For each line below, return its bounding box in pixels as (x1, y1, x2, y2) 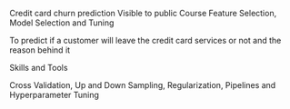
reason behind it (9, 45, 71, 55)
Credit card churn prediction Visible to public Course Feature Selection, (9, 8, 277, 18)
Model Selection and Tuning (9, 17, 115, 28)
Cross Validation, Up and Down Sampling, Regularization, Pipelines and (9, 80, 276, 90)
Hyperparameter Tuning (9, 90, 100, 100)
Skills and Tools (9, 63, 68, 73)
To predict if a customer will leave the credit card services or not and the (9, 35, 282, 45)
